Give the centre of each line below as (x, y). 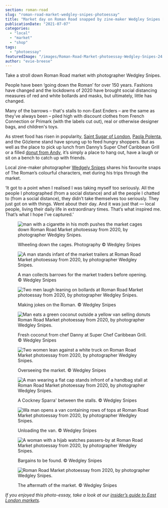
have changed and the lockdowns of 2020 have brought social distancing (81, 90)
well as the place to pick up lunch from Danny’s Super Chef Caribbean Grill (82, 147)
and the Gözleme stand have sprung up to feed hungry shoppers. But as (80, 142)
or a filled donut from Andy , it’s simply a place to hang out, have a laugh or (82, 152)
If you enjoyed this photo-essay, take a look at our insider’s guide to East (81, 495)
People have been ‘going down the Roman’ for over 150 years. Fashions (79, 85)
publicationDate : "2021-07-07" (38, 24)
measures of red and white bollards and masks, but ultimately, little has (78, 96)
